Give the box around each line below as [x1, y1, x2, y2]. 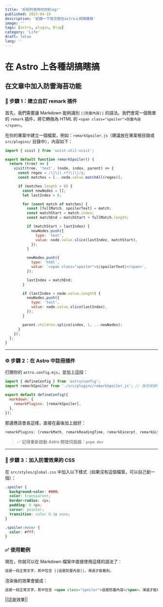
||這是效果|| [5, 597, 28, 603]
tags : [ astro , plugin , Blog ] [5, 25, 64, 30]
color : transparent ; [9, 494, 51, 499]
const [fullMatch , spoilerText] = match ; [26, 206, 112, 211]
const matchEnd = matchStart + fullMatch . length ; [26, 215, 130, 220]
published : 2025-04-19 [5, 12, 51, 17]
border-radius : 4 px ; [9, 498, 51, 503]
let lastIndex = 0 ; [22, 193, 62, 197]
